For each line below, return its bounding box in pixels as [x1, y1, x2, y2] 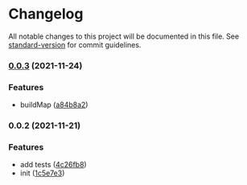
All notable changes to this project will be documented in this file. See [8, 31, 240, 41]
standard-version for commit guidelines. [8, 39, 142, 49]
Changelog [8, 5, 84, 23]
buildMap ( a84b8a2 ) [19, 100, 89, 109]
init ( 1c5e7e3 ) [19, 168, 65, 178]
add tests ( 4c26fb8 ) [19, 160, 87, 170]
